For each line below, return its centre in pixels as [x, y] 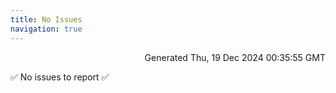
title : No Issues [46, 19]
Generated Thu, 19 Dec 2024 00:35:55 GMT [235, 57]
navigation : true [46, 29]
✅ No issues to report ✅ [60, 77]
